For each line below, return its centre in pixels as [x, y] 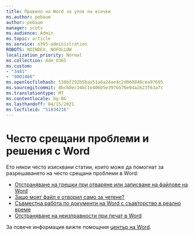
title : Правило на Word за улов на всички [58, 11]
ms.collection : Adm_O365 [36, 60]
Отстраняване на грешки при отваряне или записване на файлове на [101, 184]
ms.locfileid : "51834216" [37, 110]
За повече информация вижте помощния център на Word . [79, 227]
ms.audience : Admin [30, 33]
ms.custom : [19, 66]
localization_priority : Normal [44, 55]
